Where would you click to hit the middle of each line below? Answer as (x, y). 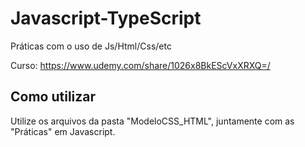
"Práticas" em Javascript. (63, 131)
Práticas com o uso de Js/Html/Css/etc (91, 46)
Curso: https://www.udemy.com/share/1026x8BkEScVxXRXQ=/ (140, 65)
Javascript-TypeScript (106, 18)
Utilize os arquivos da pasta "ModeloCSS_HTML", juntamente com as (152, 121)
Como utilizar (53, 97)
